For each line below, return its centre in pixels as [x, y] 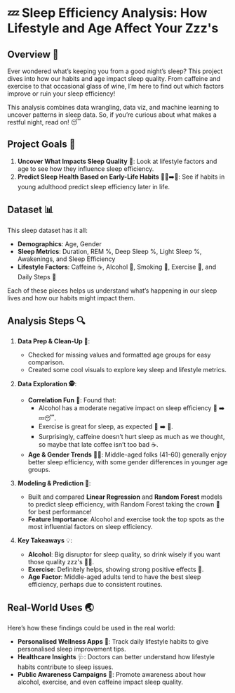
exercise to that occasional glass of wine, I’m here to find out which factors [116, 86]
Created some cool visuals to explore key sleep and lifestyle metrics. [127, 370]
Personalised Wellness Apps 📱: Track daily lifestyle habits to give [113, 642]
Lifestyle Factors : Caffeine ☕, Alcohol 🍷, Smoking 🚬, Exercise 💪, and [117, 267]
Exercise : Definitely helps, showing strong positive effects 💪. [116, 570]
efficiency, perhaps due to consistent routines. [95, 585]
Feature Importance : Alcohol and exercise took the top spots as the [126, 519]
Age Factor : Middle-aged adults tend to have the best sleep [114, 577]
